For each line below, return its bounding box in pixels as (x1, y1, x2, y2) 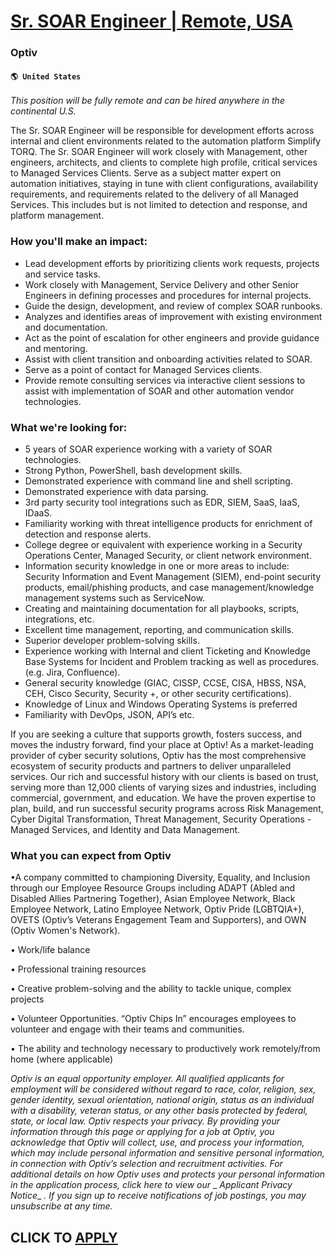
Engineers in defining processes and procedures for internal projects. (24, 289, 312, 301)
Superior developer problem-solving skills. (24, 634, 200, 646)
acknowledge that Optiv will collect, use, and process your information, (10, 1136, 305, 1149)
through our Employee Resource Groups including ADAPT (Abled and (10, 882, 296, 894)
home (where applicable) (10, 1053, 114, 1065)
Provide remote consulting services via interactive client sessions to (24, 374, 306, 386)
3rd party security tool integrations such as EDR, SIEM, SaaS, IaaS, (24, 496, 301, 508)
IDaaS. (24, 506, 53, 519)
